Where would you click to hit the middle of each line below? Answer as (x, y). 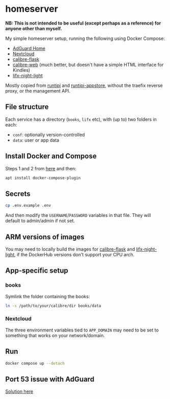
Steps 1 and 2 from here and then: (41, 168)
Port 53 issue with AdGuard (50, 379)
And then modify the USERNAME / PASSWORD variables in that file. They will (78, 215)
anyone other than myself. (34, 28)
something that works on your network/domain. (55, 335)
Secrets (18, 194)
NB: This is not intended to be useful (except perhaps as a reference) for (83, 23)
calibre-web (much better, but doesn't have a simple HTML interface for (88, 64)
